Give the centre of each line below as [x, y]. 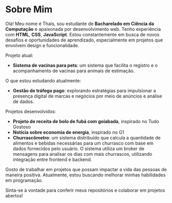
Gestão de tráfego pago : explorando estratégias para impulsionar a [84, 90]
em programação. [24, 180]
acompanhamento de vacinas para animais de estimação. [74, 71]
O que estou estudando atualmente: [43, 80]
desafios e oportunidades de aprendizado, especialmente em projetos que [84, 40]
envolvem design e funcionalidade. [42, 45]
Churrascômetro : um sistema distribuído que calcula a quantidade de [87, 137]
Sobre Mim [29, 9]
